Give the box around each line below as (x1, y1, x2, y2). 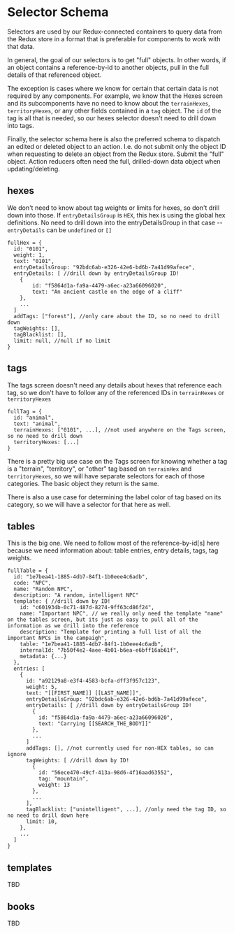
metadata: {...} (20, 653, 68, 660)
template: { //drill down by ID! (13, 598, 111, 605)
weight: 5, (25, 683, 58, 691)
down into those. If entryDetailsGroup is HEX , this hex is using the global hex (7, 211, 226, 219)
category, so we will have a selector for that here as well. (7, 500, 171, 508)
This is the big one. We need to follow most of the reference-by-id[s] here (7, 539, 220, 548)
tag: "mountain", (38, 776, 89, 783)
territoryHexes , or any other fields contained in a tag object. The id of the (7, 106, 221, 115)
